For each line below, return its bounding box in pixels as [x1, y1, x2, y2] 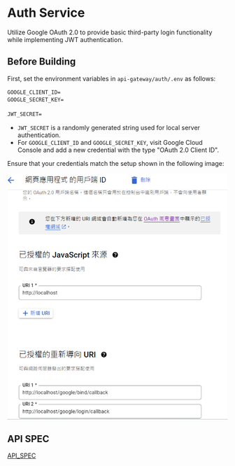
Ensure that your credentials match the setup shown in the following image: [7, 160, 225, 168]
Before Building [7, 56, 76, 68]
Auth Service [7, 5, 85, 21]
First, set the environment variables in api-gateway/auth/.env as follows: [7, 74, 216, 83]
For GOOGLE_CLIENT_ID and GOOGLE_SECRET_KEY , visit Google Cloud [17, 139, 203, 147]
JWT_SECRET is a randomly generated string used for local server [17, 124, 201, 132]
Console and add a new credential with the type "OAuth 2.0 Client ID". [17, 146, 219, 155]
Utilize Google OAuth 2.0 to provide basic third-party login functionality [7, 28, 213, 36]
